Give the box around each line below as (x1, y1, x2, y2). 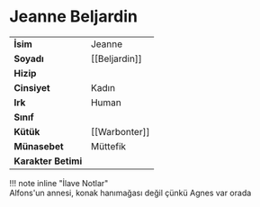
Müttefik (90, 139, 127, 152)
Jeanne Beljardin (9, 6, 138, 27)
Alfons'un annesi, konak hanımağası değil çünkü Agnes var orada (9, 187, 252, 198)
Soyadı (13, 52, 45, 65)
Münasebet (13, 139, 65, 152)
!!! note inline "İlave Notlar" (9, 177, 109, 188)
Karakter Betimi (13, 155, 83, 167)
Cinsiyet (13, 81, 51, 94)
